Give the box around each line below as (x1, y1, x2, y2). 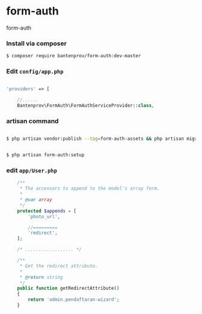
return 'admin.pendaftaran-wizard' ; (28, 297, 120, 303)
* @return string (19, 274, 63, 280)
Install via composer (6, 39, 67, 48)
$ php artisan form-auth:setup (6, 152, 85, 158)
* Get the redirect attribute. (19, 263, 98, 269)
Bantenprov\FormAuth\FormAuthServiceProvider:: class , (17, 102, 155, 109)
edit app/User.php (6, 166, 57, 174)
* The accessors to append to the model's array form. (19, 186, 161, 192)
